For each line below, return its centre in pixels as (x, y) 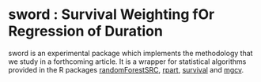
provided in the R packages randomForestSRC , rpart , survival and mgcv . (126, 69)
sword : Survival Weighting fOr (112, 15)
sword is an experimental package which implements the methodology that (130, 53)
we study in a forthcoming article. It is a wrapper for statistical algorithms (127, 61)
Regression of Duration (86, 31)
